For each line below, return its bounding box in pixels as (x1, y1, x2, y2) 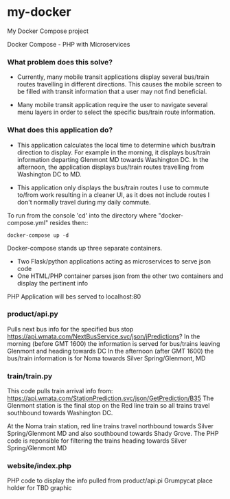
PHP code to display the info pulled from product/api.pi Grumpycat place (7, 476, 213, 485)
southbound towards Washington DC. (7, 409, 113, 417)
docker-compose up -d (7, 231, 69, 239)
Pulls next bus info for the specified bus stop (7, 325, 134, 333)
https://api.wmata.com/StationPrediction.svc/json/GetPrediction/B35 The (7, 394, 214, 402)
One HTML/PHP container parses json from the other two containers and (16, 272, 224, 280)
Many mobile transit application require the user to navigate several (16, 101, 208, 109)
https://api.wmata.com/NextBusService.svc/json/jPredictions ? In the (7, 332, 200, 340)
